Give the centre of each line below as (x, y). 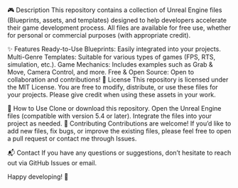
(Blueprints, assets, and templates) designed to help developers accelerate (117, 20)
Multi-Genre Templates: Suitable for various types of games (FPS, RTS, (111, 57)
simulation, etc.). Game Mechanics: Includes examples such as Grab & (110, 65)
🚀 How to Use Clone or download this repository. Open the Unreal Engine (114, 108)
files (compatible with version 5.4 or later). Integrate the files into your (109, 116)
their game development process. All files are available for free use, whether (119, 28)
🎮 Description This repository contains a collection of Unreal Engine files (115, 10)
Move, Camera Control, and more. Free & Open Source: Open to (101, 72)
